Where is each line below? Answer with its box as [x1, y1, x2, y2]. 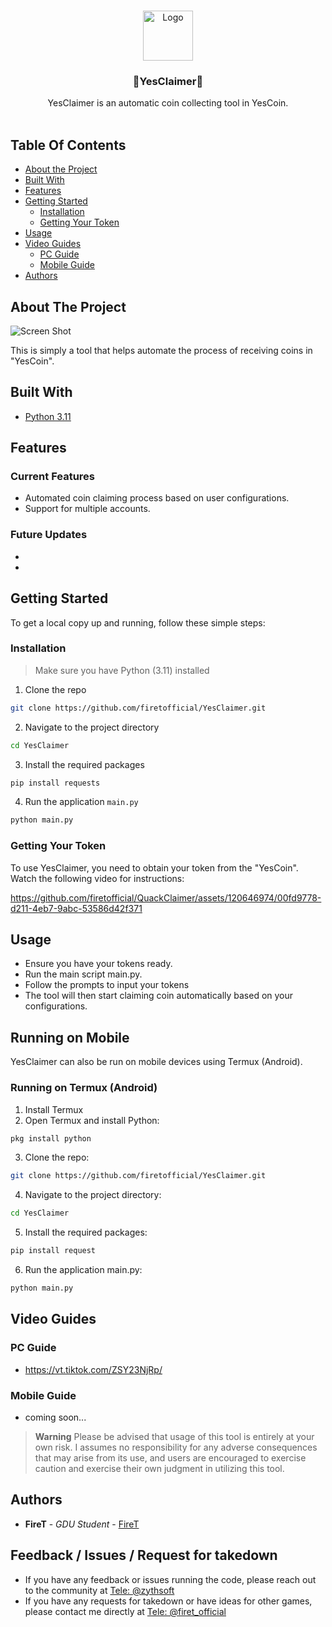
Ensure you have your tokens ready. [24, 958, 173, 970]
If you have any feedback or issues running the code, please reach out [24, 1573, 317, 1585]
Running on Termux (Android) [10, 1081, 158, 1095]
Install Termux [24, 1103, 84, 1115]
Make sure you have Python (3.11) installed [34, 664, 210, 676]
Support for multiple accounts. [24, 503, 151, 515]
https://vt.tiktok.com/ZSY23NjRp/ [24, 1363, 163, 1375]
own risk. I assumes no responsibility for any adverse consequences [34, 1441, 318, 1453]
